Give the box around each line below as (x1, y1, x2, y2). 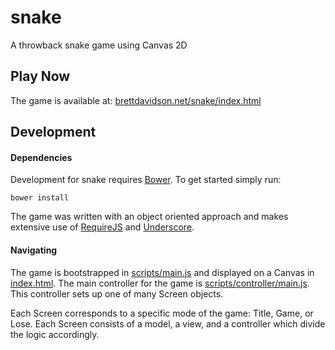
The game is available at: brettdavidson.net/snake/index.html (10, 94, 262, 106)
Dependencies (10, 151, 73, 163)
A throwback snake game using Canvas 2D (10, 39, 188, 51)
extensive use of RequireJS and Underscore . (10, 221, 195, 233)
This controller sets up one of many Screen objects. (10, 287, 224, 300)
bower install (10, 193, 70, 203)
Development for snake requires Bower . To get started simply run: (10, 174, 282, 186)
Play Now (10, 68, 71, 85)
